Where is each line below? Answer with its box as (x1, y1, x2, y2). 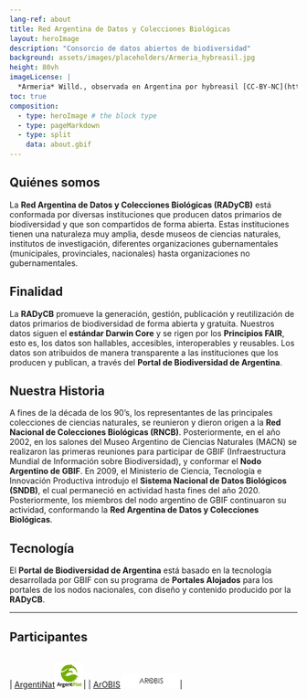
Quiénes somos (9, 175, 101, 191)
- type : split (17, 131, 71, 140)
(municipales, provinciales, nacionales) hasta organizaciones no (9, 248, 250, 259)
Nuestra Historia (9, 384, 105, 399)
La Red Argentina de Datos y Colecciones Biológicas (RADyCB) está (9, 199, 272, 210)
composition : (9, 101, 59, 111)
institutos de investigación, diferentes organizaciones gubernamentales (9, 238, 279, 249)
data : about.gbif (26, 140, 92, 150)
